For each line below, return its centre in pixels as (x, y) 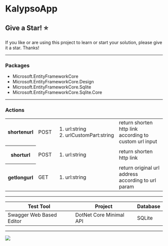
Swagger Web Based (32, 215)
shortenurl (20, 132)
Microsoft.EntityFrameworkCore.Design (53, 82)
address (128, 174)
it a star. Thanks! (22, 48)
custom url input (138, 141)
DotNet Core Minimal (100, 215)
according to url (137, 180)
